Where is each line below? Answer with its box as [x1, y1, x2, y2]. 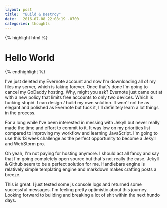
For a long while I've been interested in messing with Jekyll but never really [5, 120, 160, 126]
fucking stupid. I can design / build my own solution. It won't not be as [5, 100, 150, 105]
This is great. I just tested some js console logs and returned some [5, 181, 142, 187]
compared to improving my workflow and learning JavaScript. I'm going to [5, 130, 158, 136]
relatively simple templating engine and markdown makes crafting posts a [5, 166, 157, 172]
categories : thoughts [5, 21, 50, 26]
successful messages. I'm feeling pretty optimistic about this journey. [5, 187, 148, 193]
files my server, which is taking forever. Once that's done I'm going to [5, 84, 148, 90]
